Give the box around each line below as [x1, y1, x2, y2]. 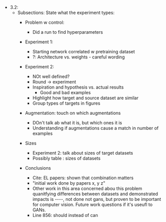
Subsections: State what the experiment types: [17, 10, 115, 16]
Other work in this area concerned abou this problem [32, 186, 142, 191]
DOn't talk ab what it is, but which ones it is [32, 120, 122, 125]
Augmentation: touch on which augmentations [25, 110, 121, 116]
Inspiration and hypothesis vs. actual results [32, 84, 124, 90]
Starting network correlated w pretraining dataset [32, 49, 135, 54]
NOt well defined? [32, 73, 70, 80]
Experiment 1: [25, 39, 53, 45]
